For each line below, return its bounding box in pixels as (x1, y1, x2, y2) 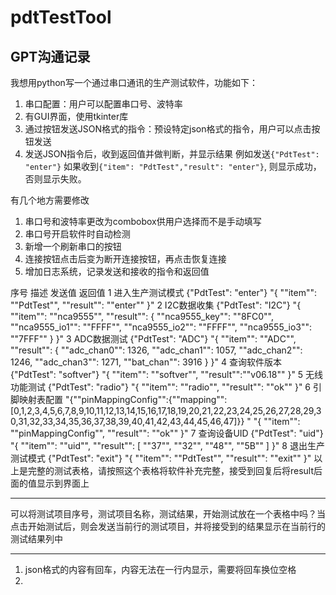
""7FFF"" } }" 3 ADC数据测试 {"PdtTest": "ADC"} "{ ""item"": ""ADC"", (10, 333, 297, 345)
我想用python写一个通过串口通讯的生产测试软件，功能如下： (10, 77, 258, 88)
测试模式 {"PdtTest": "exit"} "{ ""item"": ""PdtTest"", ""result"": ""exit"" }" (10, 452, 312, 464)
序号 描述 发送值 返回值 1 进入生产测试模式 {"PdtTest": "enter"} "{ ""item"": (10, 287, 317, 298)
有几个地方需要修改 (10, 194, 90, 206)
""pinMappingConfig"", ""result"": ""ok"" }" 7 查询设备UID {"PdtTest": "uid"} (10, 427, 324, 439)
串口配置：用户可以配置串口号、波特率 (24, 98, 183, 110)
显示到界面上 (36, 477, 90, 489)
